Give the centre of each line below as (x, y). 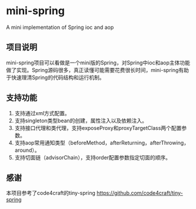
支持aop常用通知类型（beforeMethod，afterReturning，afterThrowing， (102, 142)
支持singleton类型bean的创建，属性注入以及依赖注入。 (81, 120)
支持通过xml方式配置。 (42, 113)
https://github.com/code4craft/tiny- (140, 193)
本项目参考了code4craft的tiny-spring (51, 193)
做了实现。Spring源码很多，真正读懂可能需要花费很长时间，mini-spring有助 (98, 70)
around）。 (27, 150)
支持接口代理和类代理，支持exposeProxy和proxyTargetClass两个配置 (98, 128)
